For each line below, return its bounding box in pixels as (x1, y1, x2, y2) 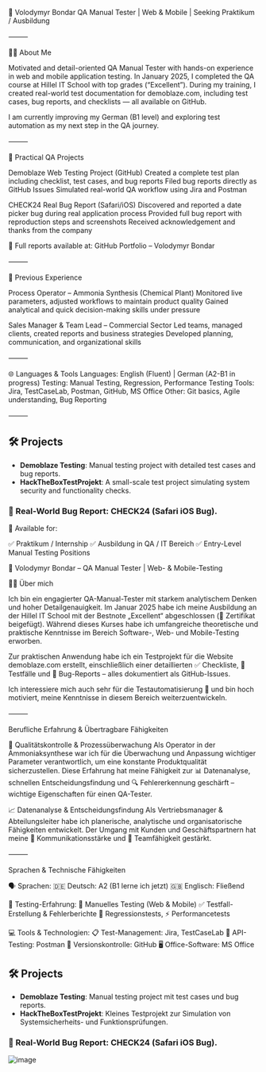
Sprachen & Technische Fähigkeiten (8, 865, 125, 875)
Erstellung (8, 909, 41, 919)
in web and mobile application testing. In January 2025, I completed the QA (8, 72, 255, 81)
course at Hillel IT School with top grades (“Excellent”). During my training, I (8, 80, 256, 89)
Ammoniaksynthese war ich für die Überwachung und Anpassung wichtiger (8, 749, 256, 758)
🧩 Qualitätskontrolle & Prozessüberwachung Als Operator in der (8, 740, 216, 750)
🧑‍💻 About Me (8, 48, 52, 57)
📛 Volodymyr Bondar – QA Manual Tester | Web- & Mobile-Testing (8, 563, 223, 573)
